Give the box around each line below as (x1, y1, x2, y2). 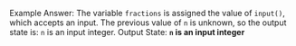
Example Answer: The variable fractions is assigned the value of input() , (9, 8, 285, 18)
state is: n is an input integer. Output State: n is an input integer (9, 27, 245, 37)
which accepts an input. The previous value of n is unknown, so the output (9, 17, 287, 28)
